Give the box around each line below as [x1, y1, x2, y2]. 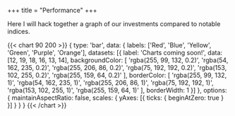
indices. [7, 28, 30, 35]
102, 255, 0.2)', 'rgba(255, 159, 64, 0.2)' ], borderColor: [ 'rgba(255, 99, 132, [7, 71, 227, 79]
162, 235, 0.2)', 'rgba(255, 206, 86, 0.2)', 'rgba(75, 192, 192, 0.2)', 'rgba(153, [7, 64, 227, 71]
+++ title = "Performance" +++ [7, 6, 97, 14]
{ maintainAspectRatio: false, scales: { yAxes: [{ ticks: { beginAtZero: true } [7, 93, 224, 102]
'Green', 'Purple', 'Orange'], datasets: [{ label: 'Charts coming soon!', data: [7, 49, 223, 57]
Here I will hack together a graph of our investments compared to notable [7, 20, 221, 28]
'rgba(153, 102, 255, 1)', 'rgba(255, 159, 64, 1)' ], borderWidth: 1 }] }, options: [7, 86, 227, 94]
